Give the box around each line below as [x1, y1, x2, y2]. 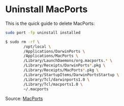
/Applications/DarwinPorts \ [23, 49, 85, 54]
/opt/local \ [23, 44, 51, 49]
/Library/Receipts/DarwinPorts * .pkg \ [23, 63, 106, 68]
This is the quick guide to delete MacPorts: [5, 20, 95, 26]
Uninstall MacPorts [5, 4, 88, 15]
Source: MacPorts [5, 95, 43, 102]
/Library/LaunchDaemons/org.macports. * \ [23, 58, 113, 63]
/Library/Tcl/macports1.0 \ [23, 82, 83, 87]
